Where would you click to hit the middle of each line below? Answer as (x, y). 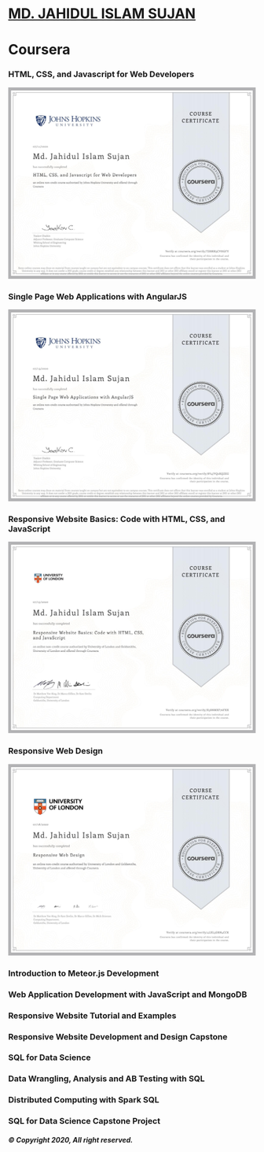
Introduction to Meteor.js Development (84, 973)
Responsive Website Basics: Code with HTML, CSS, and (117, 519)
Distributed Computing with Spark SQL (84, 1100)
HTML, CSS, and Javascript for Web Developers (101, 74)
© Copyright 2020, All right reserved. (71, 1139)
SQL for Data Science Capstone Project (84, 1121)
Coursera (39, 50)
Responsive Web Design (56, 751)
